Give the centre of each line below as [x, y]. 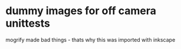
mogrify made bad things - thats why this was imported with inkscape [90, 40]
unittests [28, 23]
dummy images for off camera [81, 11]
